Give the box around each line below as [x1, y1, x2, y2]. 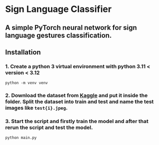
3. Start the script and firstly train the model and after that [5, 118, 148, 125]
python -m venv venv [5, 81, 48, 86]
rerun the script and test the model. [5, 124, 93, 131]
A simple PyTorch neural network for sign [5, 23, 137, 32]
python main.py [5, 136, 37, 141]
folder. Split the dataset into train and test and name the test [5, 98, 154, 105]
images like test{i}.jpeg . [5, 105, 68, 112]
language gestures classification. [5, 31, 112, 39]
